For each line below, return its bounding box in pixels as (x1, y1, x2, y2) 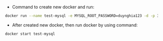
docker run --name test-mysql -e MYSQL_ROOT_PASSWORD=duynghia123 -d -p (5, 14, 155, 18)
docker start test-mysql (5, 31, 55, 36)
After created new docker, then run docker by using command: (12, 22, 138, 28)
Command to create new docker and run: (12, 4, 95, 10)
